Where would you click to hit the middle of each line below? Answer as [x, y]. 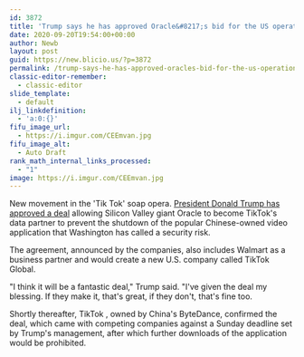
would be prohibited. [48, 343]
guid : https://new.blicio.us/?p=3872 [81, 60]
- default [36, 102]
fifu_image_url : [40, 128]
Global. [23, 269]
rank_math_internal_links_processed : [81, 161]
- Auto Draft [42, 152]
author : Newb [34, 43]
